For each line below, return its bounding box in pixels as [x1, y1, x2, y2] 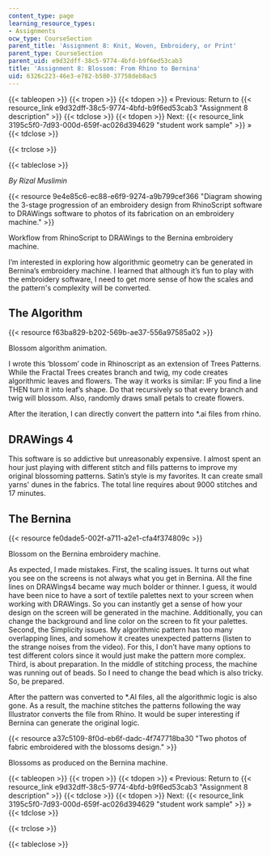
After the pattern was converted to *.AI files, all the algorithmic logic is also [8, 693, 257, 702]
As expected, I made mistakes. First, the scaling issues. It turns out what [8, 565, 249, 574]
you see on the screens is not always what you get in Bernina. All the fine [8, 574, 252, 583]
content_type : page [8, 11, 74, 20]
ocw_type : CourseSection [8, 34, 92, 43]
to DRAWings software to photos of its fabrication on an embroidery [8, 208, 235, 218]
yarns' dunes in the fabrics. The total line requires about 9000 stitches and [8, 480, 257, 489]
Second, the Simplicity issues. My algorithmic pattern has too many [8, 625, 233, 635]
